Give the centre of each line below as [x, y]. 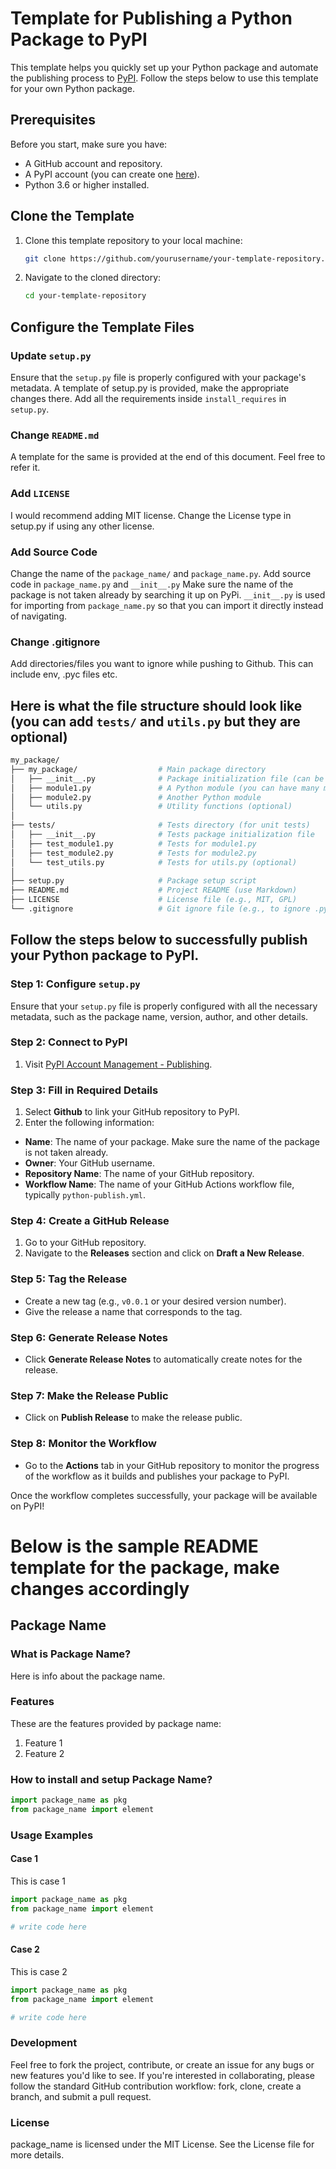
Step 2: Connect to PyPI [69, 1042]
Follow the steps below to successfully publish [159, 940]
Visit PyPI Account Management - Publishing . [118, 1064]
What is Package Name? [71, 1654]
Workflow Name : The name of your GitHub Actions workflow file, [159, 1184]
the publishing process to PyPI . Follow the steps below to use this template [164, 78]
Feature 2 [44, 1753]
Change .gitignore [55, 642]
